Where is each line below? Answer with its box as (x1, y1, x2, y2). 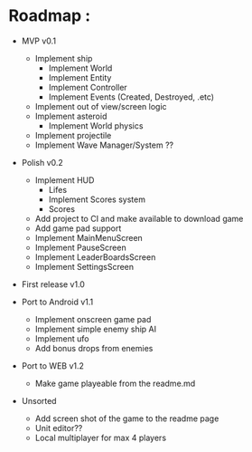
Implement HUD (34, 174, 95, 186)
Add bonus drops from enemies (34, 342, 154, 353)
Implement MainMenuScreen (34, 232, 144, 243)
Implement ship (34, 53, 93, 63)
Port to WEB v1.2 (21, 360, 85, 371)
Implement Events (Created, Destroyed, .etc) (48, 91, 214, 102)
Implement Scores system (48, 194, 146, 205)
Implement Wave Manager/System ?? (34, 139, 173, 150)
